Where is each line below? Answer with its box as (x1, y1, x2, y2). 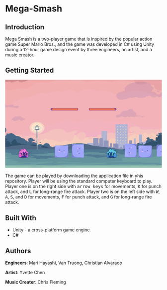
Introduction (5, 23, 45, 31)
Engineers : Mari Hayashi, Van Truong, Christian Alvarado (5, 260, 123, 266)
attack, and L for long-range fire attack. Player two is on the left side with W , (5, 189, 160, 194)
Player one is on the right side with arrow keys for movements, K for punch (5, 184, 162, 190)
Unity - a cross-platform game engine (12, 227, 90, 233)
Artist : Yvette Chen (5, 269, 45, 275)
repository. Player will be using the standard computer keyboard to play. (5, 178, 153, 184)
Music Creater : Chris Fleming (5, 279, 66, 285)
